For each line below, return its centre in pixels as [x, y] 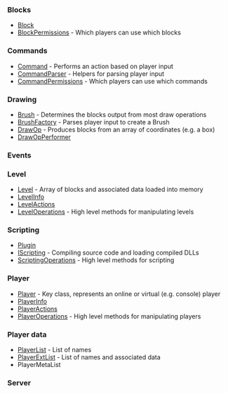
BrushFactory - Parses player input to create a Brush [93, 122]
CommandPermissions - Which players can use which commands [113, 81]
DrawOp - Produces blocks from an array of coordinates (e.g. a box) [116, 129]
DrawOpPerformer [44, 137]
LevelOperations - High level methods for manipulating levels [106, 212]
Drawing [22, 99]
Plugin [27, 245]
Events [19, 155]
